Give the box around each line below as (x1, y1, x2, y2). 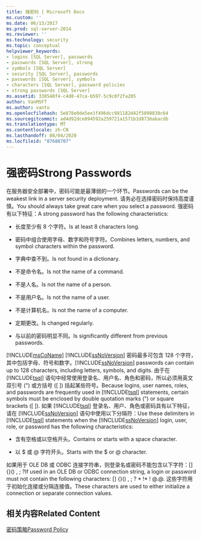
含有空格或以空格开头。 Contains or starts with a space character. (14, 435, 177, 442)
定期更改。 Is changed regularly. (14, 319, 95, 327)
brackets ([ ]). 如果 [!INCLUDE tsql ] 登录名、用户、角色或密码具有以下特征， (6, 402, 193, 409)
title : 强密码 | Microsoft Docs (6, 8, 85, 15)
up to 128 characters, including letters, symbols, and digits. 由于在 (6, 367, 170, 374)
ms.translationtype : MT (6, 122, 66, 128)
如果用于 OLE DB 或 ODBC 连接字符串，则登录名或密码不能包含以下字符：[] (6, 461, 193, 468)
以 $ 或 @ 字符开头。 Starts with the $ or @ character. (14, 448, 148, 456)
